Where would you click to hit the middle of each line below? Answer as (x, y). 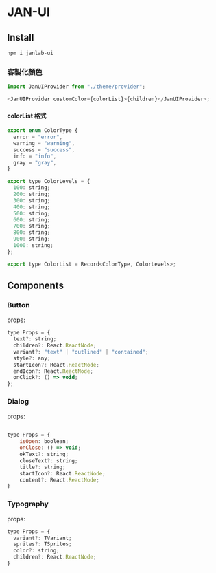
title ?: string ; (43, 467)
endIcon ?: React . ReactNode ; (53, 371)
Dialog (18, 402)
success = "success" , (44, 150)
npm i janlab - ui (30, 53)
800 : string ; (32, 233)
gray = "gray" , (35, 162)
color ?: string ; (36, 551)
